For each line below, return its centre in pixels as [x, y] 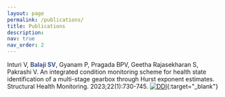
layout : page [26, 13]
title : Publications [37, 26]
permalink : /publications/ [45, 20]
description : [26, 32]
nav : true [21, 39]
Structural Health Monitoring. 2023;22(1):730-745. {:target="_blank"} [113, 86]
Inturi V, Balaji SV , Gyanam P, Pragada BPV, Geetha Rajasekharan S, [103, 65]
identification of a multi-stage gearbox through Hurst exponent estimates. [111, 79]
